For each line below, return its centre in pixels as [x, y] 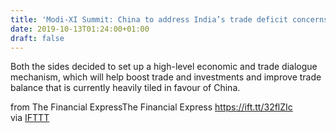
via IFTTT [30, 118]
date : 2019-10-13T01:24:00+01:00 [80, 29]
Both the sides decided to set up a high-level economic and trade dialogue [164, 67]
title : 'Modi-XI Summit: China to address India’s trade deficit [149, 19]
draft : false [37, 38]
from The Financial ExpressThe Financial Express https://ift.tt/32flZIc [151, 107]
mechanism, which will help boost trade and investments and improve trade [166, 77]
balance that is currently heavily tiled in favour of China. [125, 88]
